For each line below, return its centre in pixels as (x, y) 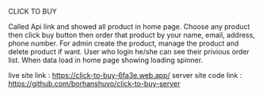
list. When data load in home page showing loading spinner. (106, 60)
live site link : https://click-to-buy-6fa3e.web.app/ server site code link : (125, 75)
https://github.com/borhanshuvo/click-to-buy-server (94, 83)
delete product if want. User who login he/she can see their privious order (129, 52)
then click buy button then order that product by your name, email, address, (132, 35)
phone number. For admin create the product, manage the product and (124, 43)
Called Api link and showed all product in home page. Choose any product (129, 26)
